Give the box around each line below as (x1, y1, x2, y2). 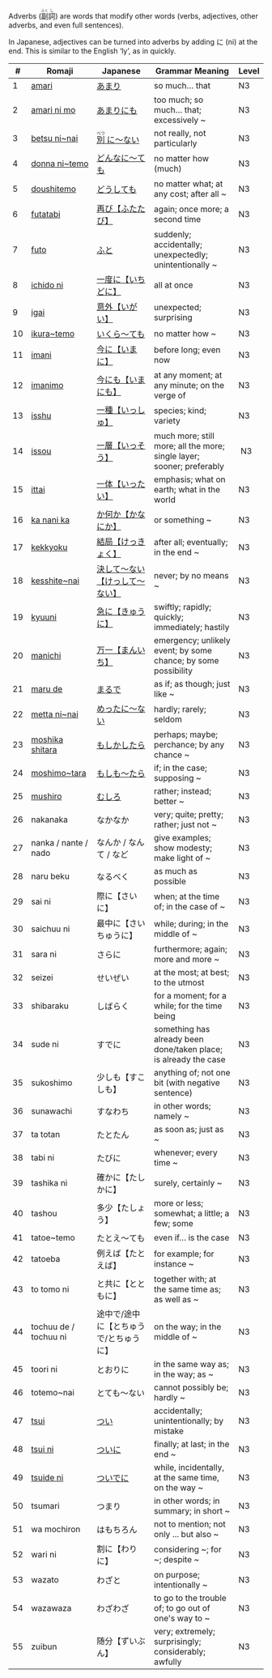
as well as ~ (153, 1294, 199, 1305)
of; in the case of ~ (153, 901, 226, 912)
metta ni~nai (31, 709, 79, 720)
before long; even (153, 344, 221, 356)
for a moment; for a (153, 990, 227, 1001)
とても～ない (96, 1387, 146, 1399)
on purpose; (153, 1569, 200, 1580)
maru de (31, 684, 63, 694)
